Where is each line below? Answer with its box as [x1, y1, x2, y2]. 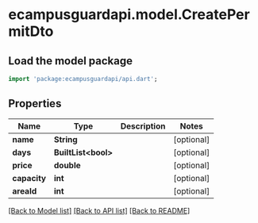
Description [120, 121, 166, 132]
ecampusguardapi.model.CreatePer [8, 6, 250, 24]
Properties [8, 97, 62, 110]
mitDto [8, 22, 54, 40]
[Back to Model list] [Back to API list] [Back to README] [8, 206, 191, 215]
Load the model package [8, 54, 133, 67]
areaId [12, 185, 37, 196]
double [53, 160, 81, 171]
